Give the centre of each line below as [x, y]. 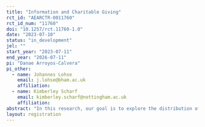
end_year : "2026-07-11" [37, 57]
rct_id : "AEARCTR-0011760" [41, 18]
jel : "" [16, 46]
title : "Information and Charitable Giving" [64, 12]
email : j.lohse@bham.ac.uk [52, 80]
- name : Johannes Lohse [42, 74]
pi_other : [19, 69]
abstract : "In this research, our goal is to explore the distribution [99, 108]
